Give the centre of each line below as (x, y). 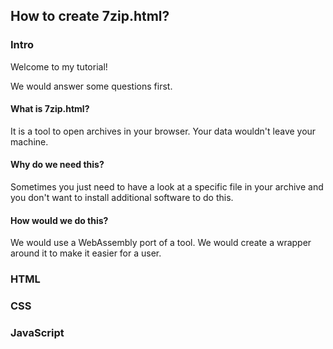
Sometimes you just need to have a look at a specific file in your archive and (167, 187)
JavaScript (37, 333)
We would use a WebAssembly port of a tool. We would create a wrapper (161, 243)
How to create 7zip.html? (90, 16)
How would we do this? (59, 220)
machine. (29, 141)
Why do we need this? (57, 165)
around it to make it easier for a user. (86, 253)
